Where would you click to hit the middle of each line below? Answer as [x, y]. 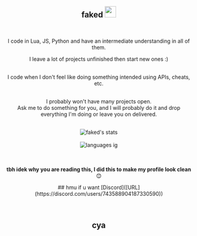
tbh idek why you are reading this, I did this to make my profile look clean [99, 169]
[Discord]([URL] [120, 187]
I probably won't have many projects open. [99, 101]
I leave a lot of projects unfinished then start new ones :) [99, 59]
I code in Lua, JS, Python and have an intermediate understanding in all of [99, 41]
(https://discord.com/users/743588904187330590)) [99, 193]
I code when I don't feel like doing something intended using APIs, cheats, [99, 77]
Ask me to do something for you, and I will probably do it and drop [99, 107]
